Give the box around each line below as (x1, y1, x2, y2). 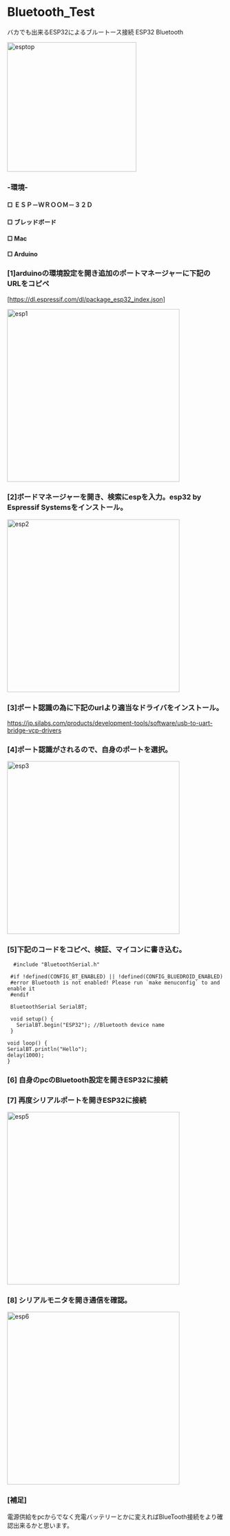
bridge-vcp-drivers (7, 726, 62, 734)
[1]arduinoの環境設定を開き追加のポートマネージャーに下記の (7, 269, 211, 278)
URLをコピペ (7, 279, 50, 289)
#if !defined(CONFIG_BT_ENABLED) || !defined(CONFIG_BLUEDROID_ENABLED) (10, 973, 224, 980)
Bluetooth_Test (7, 4, 95, 20)
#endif (10, 991, 30, 998)
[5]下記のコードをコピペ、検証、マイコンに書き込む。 (7, 945, 187, 954)
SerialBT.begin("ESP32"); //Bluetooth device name (16, 1021, 165, 1028)
